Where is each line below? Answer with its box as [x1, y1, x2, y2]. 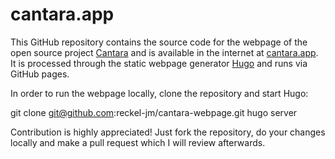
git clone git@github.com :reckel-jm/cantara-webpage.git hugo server [10, 106, 298, 118]
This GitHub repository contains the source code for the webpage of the [10, 36, 308, 48]
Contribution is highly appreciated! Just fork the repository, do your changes [10, 126, 326, 138]
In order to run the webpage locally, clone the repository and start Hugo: [10, 87, 309, 99]
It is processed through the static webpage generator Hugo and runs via [10, 57, 308, 69]
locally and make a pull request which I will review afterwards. [10, 136, 266, 148]
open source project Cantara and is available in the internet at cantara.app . [10, 46, 319, 58]
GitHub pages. [10, 68, 70, 80]
